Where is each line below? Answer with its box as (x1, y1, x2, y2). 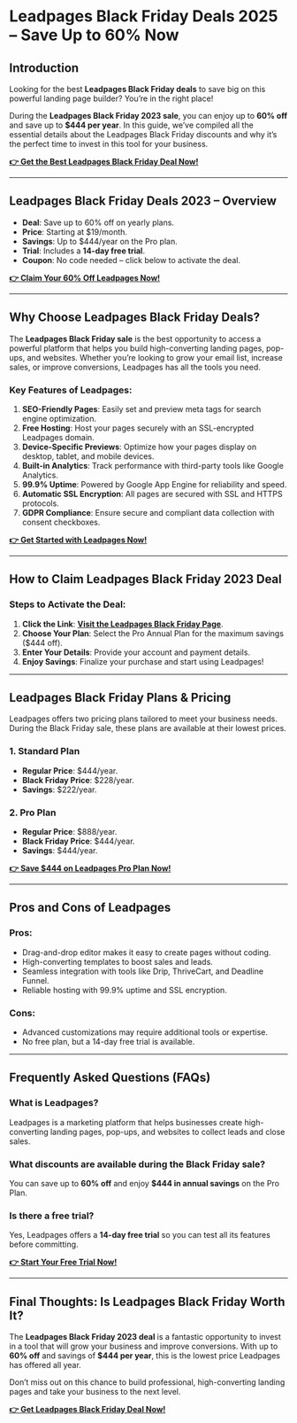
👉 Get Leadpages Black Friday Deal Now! (9, 1404, 166, 1415)
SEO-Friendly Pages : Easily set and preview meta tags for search (21, 403, 262, 414)
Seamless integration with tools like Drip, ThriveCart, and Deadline (21, 966, 264, 976)
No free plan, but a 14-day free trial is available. (21, 1037, 195, 1046)
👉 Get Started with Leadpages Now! (9, 534, 148, 545)
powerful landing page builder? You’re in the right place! (9, 93, 214, 104)
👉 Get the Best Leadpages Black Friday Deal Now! (9, 157, 199, 167)
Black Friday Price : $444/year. (21, 836, 135, 847)
